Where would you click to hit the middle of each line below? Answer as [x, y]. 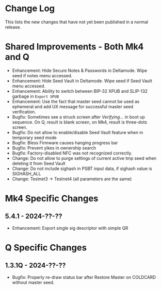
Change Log [30, 8]
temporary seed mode [34, 137]
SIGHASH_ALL [26, 173]
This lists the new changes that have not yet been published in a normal [77, 22]
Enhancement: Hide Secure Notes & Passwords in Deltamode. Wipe [80, 70]
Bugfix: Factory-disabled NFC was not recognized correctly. [72, 153]
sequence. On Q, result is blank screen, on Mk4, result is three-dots [80, 122]
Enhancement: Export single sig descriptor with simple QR [70, 228]
